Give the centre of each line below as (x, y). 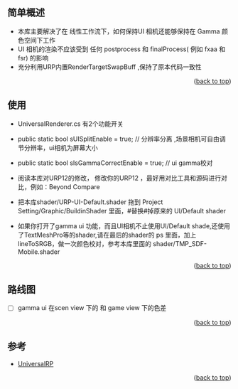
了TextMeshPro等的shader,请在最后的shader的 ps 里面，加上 (107, 235)
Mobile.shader (39, 252)
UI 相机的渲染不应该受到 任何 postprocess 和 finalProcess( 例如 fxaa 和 (121, 49)
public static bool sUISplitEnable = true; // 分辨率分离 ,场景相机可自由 (119, 139)
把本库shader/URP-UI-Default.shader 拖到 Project (90, 202)
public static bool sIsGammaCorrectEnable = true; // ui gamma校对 (115, 163)
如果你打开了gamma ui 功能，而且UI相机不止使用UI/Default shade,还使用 (124, 225)
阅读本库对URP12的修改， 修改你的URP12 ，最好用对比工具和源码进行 (119, 178)
